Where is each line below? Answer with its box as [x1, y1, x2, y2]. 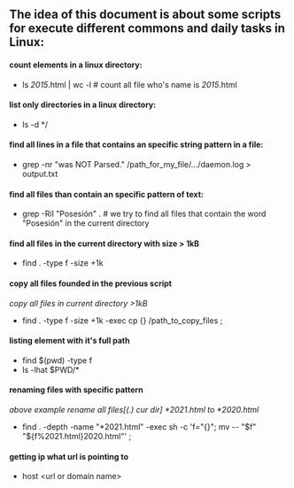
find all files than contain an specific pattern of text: [9, 189, 204, 199]
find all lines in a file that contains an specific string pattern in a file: [9, 139, 264, 150]
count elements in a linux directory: [9, 59, 143, 70]
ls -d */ [21, 119, 49, 129]
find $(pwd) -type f [21, 354, 93, 366]
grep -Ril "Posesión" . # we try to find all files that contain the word [21, 208, 267, 220]
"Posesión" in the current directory [21, 218, 150, 229]
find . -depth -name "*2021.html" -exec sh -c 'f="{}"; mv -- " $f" [21, 422, 257, 432]
